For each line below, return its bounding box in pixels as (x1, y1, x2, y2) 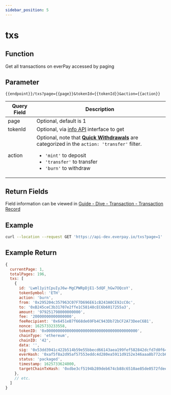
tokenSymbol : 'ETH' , (18, 291, 63, 296)
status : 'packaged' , (18, 357, 63, 362)
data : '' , (18, 343, 40, 348)
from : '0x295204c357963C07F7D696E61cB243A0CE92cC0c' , (18, 300, 136, 305)
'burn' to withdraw (45, 165, 91, 172)
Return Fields (5, 187, 48, 196)
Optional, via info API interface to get (36, 126, 125, 133)
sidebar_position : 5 (5, 7, 49, 13)
